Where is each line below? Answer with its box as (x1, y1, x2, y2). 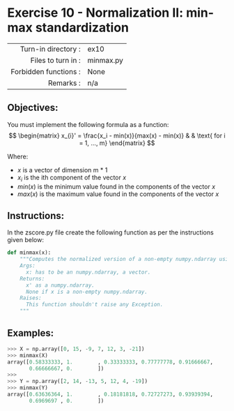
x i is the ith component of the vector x (17, 173, 127, 183)
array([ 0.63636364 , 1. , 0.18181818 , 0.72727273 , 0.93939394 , (7, 391, 214, 398)
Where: (7, 152, 29, 160)
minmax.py (87, 55, 124, 65)
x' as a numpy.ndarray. (25, 281, 95, 289)
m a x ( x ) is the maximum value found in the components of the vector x (17, 190, 219, 198)
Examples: (7, 327, 54, 339)
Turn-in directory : (19, 44, 81, 54)
